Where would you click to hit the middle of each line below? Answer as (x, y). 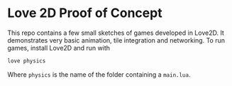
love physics (27, 61)
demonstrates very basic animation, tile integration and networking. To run (116, 40)
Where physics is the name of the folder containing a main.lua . (99, 74)
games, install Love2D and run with (59, 48)
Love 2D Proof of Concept (85, 13)
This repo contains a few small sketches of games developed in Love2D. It (116, 33)
